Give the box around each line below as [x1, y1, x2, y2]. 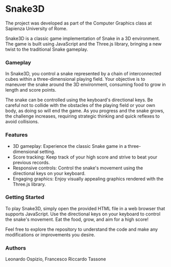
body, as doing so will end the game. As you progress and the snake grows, [5, 108, 165, 114]
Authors [5, 244, 27, 251]
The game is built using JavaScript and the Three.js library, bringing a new [5, 40, 162, 47]
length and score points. [5, 87, 57, 93]
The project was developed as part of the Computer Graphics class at [5, 20, 152, 26]
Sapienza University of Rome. [5, 25, 68, 31]
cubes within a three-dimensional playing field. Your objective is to [5, 76, 145, 82]
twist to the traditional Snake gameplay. [5, 46, 88, 52]
